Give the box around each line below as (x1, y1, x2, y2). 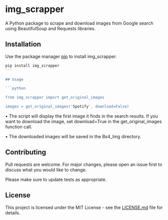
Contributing (5, 148, 46, 157)
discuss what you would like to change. (5, 167, 87, 173)
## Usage (5, 77, 24, 82)
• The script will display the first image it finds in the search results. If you (5, 113, 158, 119)
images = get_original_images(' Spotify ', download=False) (5, 104, 129, 109)
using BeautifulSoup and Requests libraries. (5, 25, 96, 31)
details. (5, 209, 21, 215)
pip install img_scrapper (5, 63, 59, 68)
